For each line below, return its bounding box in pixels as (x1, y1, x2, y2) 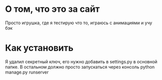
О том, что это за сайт (5, 3, 100, 15)
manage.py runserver (5, 69, 49, 75)
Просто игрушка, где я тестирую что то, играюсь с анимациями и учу (5, 20, 153, 26)
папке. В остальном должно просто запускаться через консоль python (5, 64, 155, 70)
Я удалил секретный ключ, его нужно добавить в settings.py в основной (5, 58, 158, 65)
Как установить (5, 42, 74, 54)
